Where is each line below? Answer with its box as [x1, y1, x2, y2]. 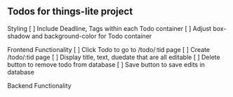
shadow [7, 32, 30, 40]
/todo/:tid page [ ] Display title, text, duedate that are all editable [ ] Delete [7, 53, 220, 61]
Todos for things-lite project [7, 6, 133, 18]
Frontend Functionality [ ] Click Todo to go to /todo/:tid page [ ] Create [7, 45, 211, 53]
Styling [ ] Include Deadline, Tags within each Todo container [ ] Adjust [7, 24, 212, 32]
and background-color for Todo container [31, 32, 152, 40]
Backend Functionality [7, 81, 72, 90]
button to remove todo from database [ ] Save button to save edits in [7, 60, 206, 69]
